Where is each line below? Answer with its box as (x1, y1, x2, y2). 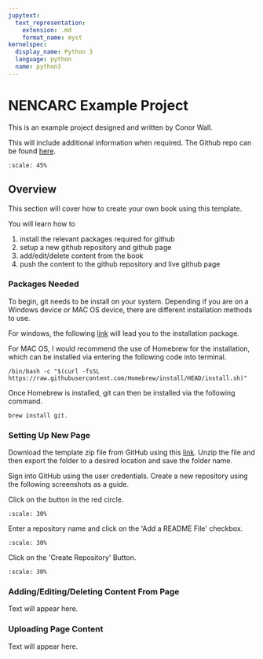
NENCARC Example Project (8, 96, 188, 114)
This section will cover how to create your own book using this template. (8, 204, 243, 213)
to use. (8, 313, 31, 322)
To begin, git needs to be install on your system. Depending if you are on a (8, 296, 249, 306)
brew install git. (8, 411, 68, 419)
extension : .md (22, 26, 72, 34)
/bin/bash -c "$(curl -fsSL (8, 367, 100, 375)
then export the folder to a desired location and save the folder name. (8, 456, 233, 466)
